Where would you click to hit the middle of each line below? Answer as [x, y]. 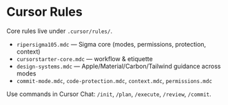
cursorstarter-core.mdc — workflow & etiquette [84, 58]
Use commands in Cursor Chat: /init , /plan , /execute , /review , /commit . [109, 94]
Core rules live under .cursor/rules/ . [60, 31]
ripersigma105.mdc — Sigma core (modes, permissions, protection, [111, 44]
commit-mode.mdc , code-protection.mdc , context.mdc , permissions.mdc [114, 80]
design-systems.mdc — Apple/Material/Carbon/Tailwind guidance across [118, 66]
